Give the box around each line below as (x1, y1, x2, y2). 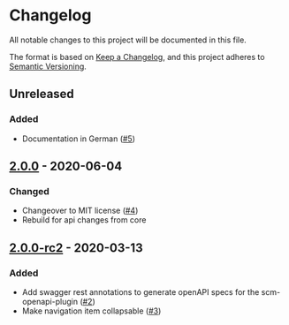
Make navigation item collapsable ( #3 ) (21, 306, 162, 316)
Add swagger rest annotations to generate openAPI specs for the (21, 287, 260, 297)
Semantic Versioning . (9, 61, 87, 72)
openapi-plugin (21, 297, 78, 306)
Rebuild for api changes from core (21, 215, 147, 225)
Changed (9, 185, 50, 197)
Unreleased (9, 87, 75, 102)
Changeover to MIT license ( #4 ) (21, 205, 139, 216)
